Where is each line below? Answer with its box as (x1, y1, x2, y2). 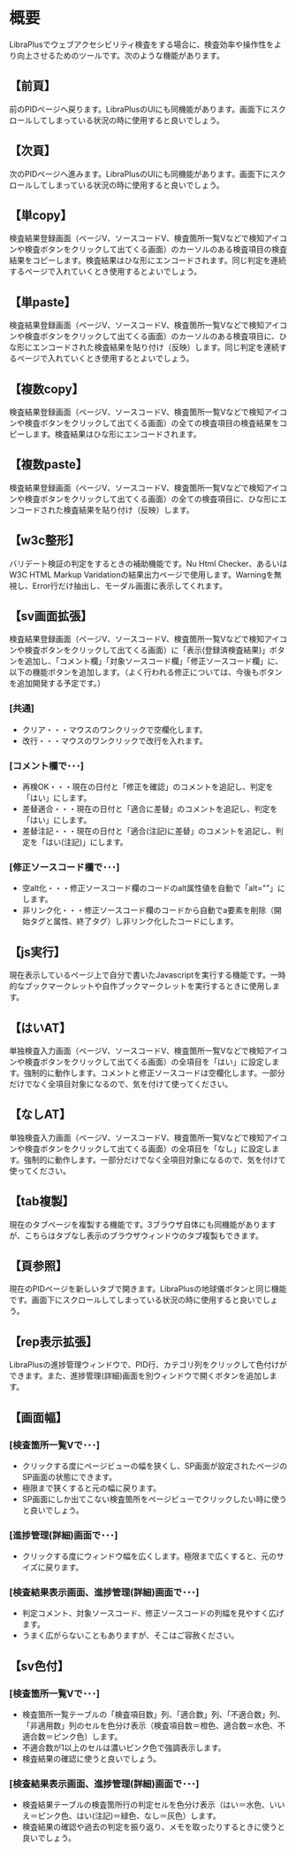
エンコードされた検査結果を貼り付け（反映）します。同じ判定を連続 (32, 342, 280, 352)
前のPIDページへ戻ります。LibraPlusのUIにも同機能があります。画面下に (9, 104, 271, 114)
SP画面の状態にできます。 (21, 1471, 118, 1482)
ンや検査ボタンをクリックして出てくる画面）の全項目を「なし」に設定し (9, 1143, 272, 1154)
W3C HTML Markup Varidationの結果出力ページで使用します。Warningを (9, 569, 274, 580)
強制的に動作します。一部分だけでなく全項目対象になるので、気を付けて (23, 1154, 286, 1165)
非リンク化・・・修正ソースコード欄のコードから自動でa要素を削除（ (21, 905, 274, 916)
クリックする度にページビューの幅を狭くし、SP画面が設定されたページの (21, 1460, 288, 1471)
